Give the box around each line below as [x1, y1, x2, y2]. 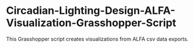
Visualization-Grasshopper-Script [6, 16, 176, 29]
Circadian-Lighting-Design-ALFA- [6, 4, 175, 17]
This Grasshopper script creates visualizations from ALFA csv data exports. [6, 35, 189, 42]
